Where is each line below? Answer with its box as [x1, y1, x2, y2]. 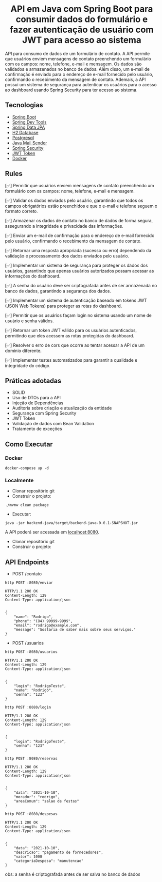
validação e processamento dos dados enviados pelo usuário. [5, 253, 129, 259]
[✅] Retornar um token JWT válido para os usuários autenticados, [5, 327, 137, 333]
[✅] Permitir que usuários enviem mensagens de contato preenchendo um [5, 182, 154, 188]
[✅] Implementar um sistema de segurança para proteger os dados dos [5, 262, 148, 268]
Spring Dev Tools [12, 119, 47, 125]
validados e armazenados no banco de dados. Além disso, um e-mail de [5, 66, 150, 72]
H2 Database [12, 129, 39, 135]
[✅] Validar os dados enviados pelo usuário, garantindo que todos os [5, 197, 144, 203]
